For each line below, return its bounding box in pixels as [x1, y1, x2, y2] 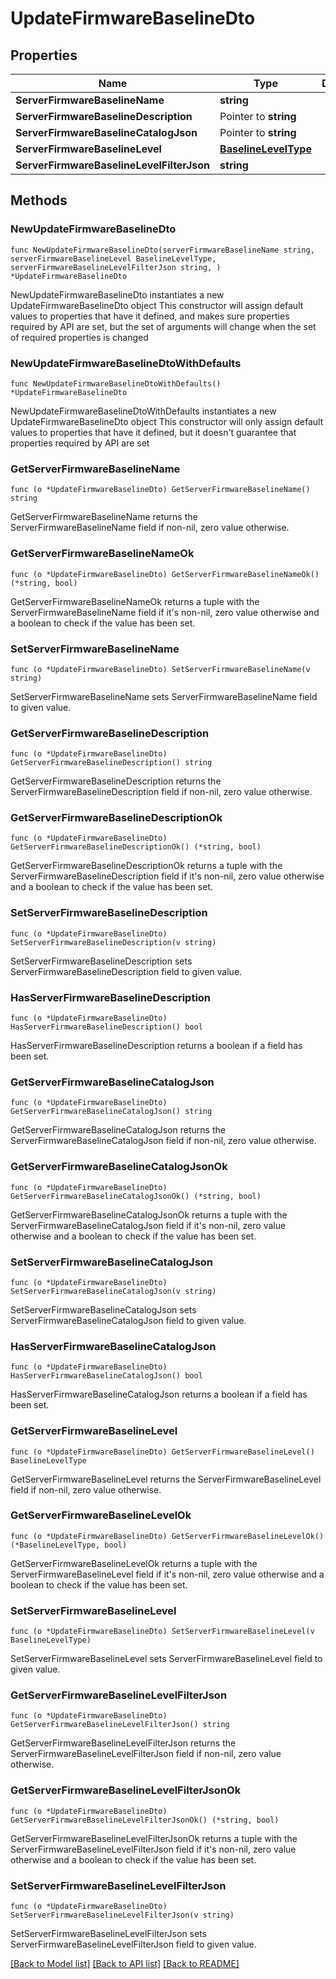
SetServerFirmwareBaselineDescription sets [10, 955, 193, 967]
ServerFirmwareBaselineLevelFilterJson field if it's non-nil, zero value [10, 1843, 297, 1855]
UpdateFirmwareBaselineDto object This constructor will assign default [10, 299, 304, 311]
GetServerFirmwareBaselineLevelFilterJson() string [10, 1720, 230, 1730]
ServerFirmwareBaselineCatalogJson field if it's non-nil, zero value [10, 1219, 287, 1231]
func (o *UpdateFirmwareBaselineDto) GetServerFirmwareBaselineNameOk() [10, 569, 320, 579]
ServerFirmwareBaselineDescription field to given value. [10, 965, 243, 977]
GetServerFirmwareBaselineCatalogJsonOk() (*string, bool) [10, 1191, 262, 1201]
